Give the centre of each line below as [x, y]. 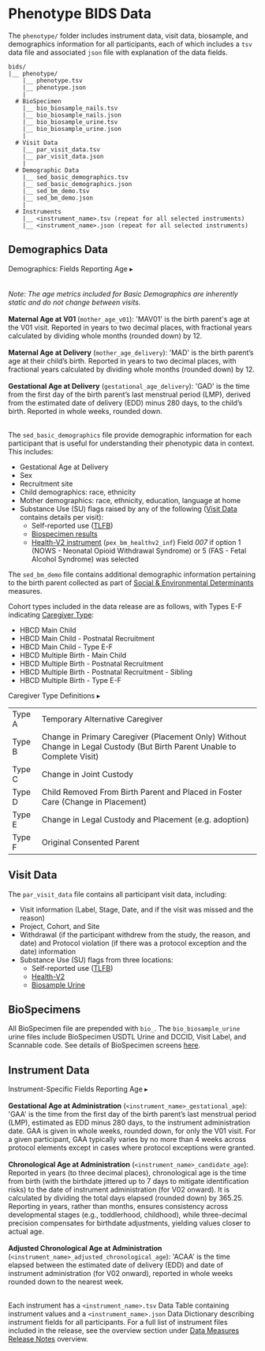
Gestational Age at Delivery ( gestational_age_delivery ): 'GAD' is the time [129, 386]
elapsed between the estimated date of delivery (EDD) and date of [116, 1265]
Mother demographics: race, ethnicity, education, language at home [130, 500]
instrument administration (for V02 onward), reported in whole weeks [121, 1274]
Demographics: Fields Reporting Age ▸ [71, 268]
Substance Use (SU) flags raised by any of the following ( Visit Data [129, 509]
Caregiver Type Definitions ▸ [54, 696]
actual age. [26, 1232]
